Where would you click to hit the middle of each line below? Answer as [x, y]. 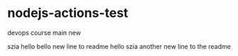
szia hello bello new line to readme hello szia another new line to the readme [119, 46]
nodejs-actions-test [68, 13]
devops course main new [44, 33]
